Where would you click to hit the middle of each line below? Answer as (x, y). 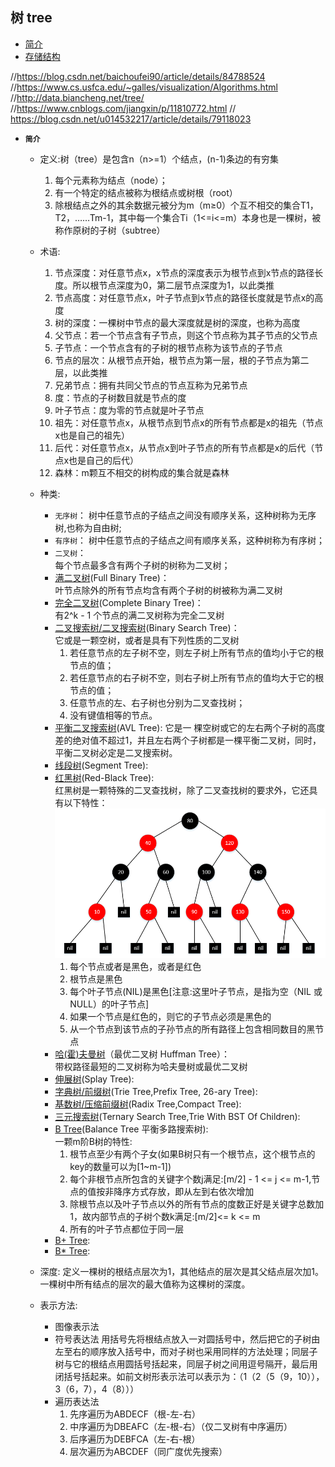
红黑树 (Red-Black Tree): (104, 777)
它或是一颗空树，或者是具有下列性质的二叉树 (147, 640)
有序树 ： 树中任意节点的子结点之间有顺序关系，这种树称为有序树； (190, 540)
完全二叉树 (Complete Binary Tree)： (129, 602)
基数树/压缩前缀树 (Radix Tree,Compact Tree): (148, 1104)
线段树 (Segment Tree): (101, 765)
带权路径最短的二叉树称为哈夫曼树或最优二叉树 (151, 1066)
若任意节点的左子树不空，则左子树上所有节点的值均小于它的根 (197, 652)
